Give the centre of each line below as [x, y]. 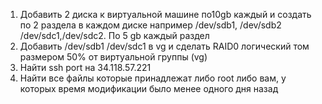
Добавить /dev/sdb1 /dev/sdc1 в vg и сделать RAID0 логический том [164, 46]
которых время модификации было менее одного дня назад [149, 88]
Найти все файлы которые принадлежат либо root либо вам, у [153, 78]
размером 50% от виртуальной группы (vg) [113, 57]
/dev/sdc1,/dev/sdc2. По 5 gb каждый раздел [114, 35]
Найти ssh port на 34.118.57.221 [85, 67]
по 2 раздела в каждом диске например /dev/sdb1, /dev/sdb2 [150, 25]
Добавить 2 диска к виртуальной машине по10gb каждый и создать [165, 14]
